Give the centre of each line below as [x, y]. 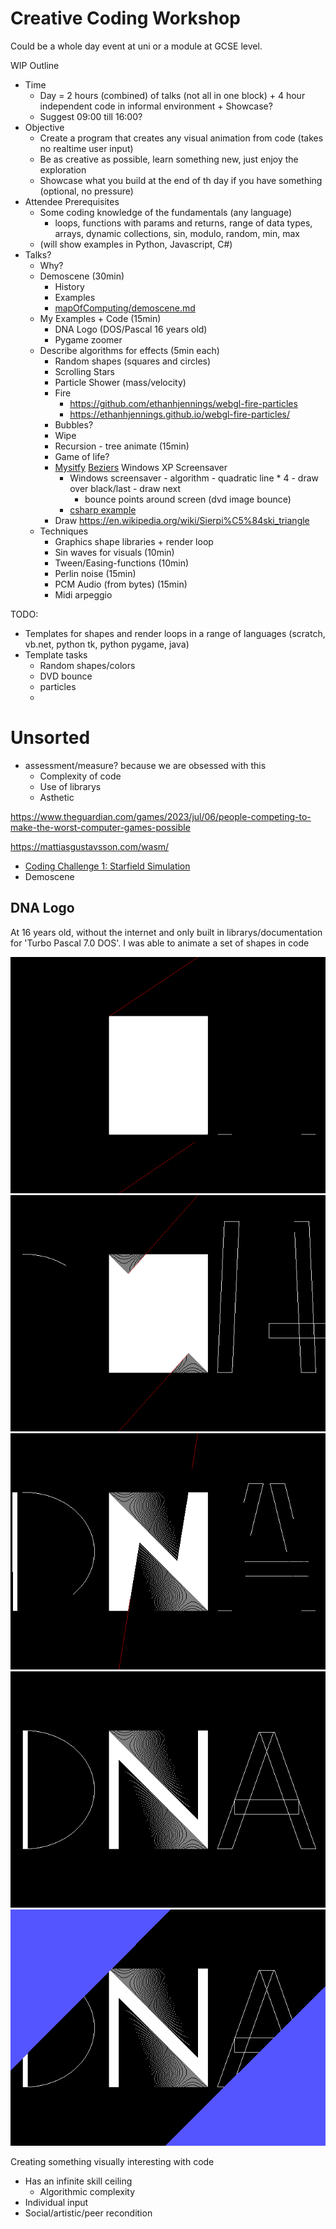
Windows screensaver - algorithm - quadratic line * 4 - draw [194, 478]
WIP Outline [35, 65]
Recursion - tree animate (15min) [122, 446]
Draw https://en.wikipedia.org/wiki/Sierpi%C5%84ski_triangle [182, 520]
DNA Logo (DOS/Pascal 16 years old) [131, 329]
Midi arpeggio [83, 594]
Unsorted [50, 738]
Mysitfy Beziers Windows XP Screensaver [141, 467]
